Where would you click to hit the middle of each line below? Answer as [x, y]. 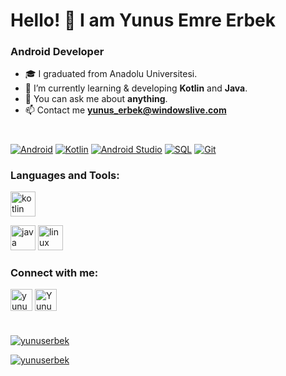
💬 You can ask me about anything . [96, 99]
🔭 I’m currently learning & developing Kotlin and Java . [136, 88]
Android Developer [57, 52]
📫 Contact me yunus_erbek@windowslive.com [125, 110]
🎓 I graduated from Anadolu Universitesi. [111, 74]
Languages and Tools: [65, 175]
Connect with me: [54, 272]
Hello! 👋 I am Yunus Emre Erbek [143, 20]
